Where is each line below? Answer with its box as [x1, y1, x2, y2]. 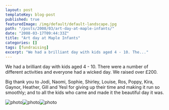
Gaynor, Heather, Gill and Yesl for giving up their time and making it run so [5, 84, 160, 90]
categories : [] [5, 40, 38, 45]
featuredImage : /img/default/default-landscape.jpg [5, 21, 117, 27]
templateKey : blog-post [5, 12, 56, 17]
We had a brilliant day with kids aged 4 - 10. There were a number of [5, 64, 149, 70]
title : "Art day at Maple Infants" [5, 36, 81, 41]
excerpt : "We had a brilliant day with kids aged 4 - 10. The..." [5, 49, 149, 54]
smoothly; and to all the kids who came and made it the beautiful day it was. [5, 89, 164, 95]
